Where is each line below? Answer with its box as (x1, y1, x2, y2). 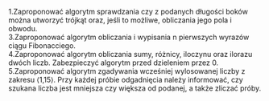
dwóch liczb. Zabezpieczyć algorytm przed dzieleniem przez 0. (8, 58, 219, 67)
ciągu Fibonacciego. (8, 41, 77, 50)
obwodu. (8, 24, 38, 33)
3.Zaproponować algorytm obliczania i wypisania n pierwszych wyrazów (8, 32, 250, 42)
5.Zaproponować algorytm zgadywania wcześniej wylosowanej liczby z (8, 67, 246, 75)
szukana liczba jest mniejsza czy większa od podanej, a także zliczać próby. (8, 83, 262, 93)
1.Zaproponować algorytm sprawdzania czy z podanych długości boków (8, 7, 248, 16)
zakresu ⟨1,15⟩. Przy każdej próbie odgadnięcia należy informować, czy (8, 75, 243, 84)
